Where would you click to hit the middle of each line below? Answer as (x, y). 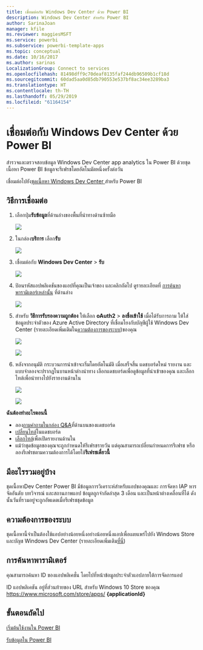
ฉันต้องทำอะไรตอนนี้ (27, 413)
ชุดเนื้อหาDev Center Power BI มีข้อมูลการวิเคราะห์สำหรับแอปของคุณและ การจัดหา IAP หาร (101, 486)
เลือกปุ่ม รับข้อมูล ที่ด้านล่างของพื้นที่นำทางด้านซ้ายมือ (65, 215)
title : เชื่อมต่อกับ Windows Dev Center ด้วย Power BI (68, 12)
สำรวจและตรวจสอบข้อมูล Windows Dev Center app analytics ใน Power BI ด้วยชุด (98, 162)
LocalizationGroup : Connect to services (58, 68)
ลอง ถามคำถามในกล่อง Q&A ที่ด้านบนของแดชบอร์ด (65, 425)
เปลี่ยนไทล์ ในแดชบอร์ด (38, 432)
